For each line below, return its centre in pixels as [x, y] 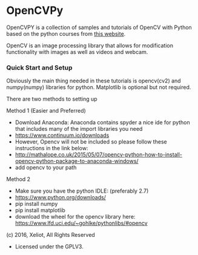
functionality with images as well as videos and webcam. [77, 51]
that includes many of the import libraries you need [79, 129]
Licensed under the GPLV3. [49, 247]
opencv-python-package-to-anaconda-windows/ [77, 161]
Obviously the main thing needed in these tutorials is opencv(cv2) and [94, 81]
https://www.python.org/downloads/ [60, 197]
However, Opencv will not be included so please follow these [91, 142]
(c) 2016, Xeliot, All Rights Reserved [51, 235]
